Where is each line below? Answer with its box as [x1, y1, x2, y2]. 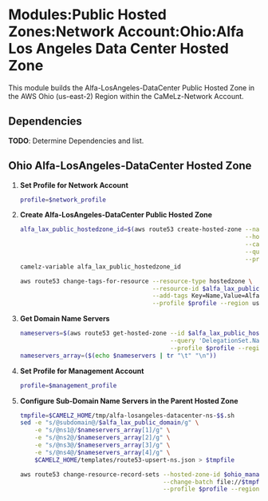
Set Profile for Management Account [19, 366, 144, 376]
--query [170, 337, 195, 345]
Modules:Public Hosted [8, 6, 167, 24]
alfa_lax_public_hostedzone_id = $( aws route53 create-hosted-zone [19, 225, 242, 233]
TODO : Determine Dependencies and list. [8, 136, 144, 145]
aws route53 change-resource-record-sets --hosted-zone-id [19, 470, 221, 479]
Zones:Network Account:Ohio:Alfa [8, 22, 245, 41]
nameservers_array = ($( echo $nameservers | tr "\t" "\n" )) [19, 352, 217, 360]
